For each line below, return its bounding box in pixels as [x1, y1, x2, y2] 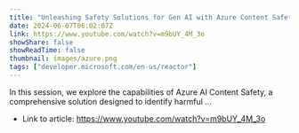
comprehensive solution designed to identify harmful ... [9, 96, 212, 106]
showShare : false [9, 37, 74, 47]
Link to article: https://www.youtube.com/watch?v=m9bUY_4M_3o [21, 113, 266, 124]
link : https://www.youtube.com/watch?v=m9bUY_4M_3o [9, 29, 205, 38]
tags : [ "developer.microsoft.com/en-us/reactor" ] [9, 63, 198, 72]
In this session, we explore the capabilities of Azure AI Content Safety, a [9, 86, 273, 98]
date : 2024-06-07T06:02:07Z [9, 21, 114, 30]
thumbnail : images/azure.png [9, 54, 117, 63]
